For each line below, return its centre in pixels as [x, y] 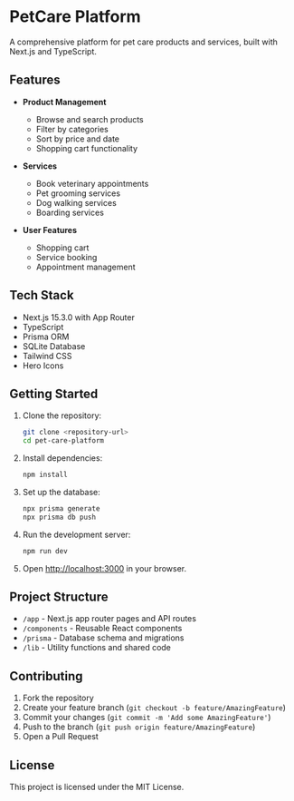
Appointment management [85, 267]
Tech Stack [42, 295]
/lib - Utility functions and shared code [97, 648]
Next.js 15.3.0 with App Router [79, 317]
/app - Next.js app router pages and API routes [109, 619]
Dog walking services [76, 202]
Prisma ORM [46, 337]
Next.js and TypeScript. [53, 51]
